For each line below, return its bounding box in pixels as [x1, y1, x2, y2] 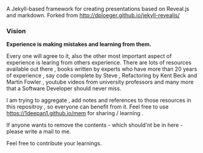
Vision [6, 27, 26, 35]
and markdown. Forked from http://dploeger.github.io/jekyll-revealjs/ [6, 12, 180, 19]
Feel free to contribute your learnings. [6, 140, 102, 147]
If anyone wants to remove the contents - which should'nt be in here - [6, 121, 183, 129]
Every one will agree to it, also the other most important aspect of [6, 52, 172, 60]
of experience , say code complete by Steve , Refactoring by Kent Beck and [6, 72, 197, 79]
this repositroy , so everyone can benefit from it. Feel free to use [6, 103, 169, 110]
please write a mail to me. [6, 128, 72, 135]
